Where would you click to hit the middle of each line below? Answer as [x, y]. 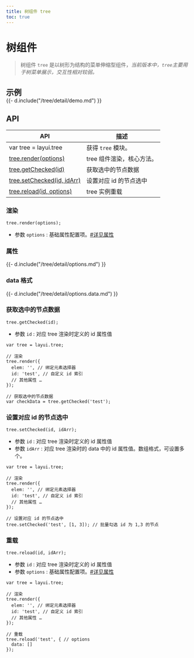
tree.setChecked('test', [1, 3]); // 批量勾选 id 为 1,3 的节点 [82, 525]
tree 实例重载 [104, 192]
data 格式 [19, 280]
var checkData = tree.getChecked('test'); [58, 401]
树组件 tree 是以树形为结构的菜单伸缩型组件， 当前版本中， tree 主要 [101, 65]
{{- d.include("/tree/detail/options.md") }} [56, 264]
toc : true [18, 17]
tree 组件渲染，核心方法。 [122, 158]
